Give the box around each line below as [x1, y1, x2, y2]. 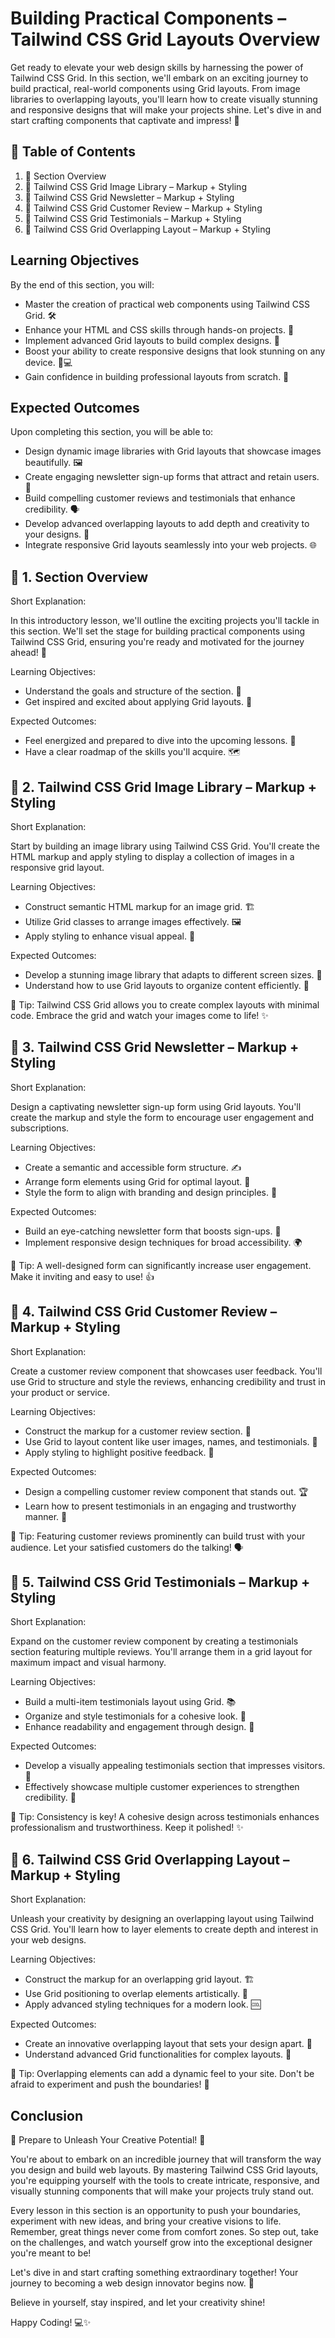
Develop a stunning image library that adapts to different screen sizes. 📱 [24, 969, 323, 981]
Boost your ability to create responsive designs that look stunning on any [24, 345, 326, 357]
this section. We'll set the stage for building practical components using [10, 625, 306, 637]
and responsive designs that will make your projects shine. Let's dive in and [10, 103, 322, 116]
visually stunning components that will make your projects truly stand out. [10, 2185, 315, 2197]
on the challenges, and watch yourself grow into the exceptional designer [10, 2237, 313, 2249]
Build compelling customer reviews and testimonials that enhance [24, 492, 296, 504]
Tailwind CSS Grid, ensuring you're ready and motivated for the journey [10, 636, 305, 648]
